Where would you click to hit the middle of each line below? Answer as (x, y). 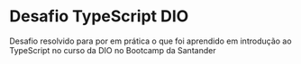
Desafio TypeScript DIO (99, 16)
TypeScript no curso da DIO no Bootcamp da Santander (113, 50)
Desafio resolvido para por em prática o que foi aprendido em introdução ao (150, 41)
